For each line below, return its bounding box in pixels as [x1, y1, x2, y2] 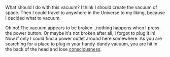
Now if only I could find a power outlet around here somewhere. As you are [5, 35, 162, 41]
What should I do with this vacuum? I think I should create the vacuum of [5, 5, 157, 10]
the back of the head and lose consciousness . [5, 46, 102, 52]
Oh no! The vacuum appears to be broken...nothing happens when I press [5, 25, 160, 31]
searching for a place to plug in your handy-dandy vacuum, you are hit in [5, 41, 158, 47]
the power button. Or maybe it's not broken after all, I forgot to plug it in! [5, 30, 156, 36]
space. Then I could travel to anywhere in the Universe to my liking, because [5, 10, 165, 16]
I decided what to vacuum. [5, 15, 61, 21]
